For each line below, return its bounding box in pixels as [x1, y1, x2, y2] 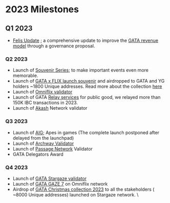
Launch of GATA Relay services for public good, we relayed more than [12, 94, 161, 100]
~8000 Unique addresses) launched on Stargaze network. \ [12, 191, 139, 197]
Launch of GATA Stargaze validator [12, 175, 87, 182]
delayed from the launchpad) [12, 135, 74, 141]
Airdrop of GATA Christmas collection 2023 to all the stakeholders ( [12, 186, 155, 192]
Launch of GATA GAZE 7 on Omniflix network [12, 181, 108, 187]
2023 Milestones [5, 4, 79, 15]
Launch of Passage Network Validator [12, 145, 93, 151]
